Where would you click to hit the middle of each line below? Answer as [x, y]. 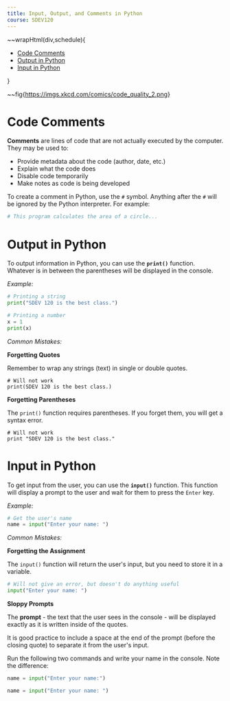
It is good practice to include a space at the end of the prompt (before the [111, 638]
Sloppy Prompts [31, 604]
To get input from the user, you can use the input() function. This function [113, 485]
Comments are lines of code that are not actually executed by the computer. [115, 141]
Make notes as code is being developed [73, 184]
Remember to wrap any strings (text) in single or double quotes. [97, 368]
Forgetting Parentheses [42, 399]
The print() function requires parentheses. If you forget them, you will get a [115, 413]
